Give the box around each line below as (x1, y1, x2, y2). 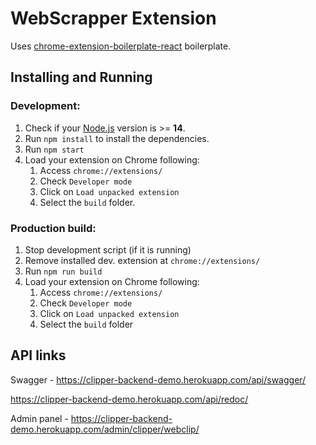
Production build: (10, 221, 97, 235)
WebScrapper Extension (10, 7, 217, 30)
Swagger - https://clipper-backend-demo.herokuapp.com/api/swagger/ (10, 373, 307, 386)
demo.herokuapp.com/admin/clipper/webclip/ (10, 423, 200, 435)
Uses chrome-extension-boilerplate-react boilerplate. (10, 40, 232, 52)
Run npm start (24, 143, 85, 155)
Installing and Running (10, 69, 153, 86)
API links (10, 347, 67, 364)
